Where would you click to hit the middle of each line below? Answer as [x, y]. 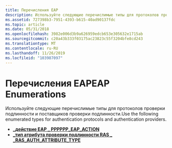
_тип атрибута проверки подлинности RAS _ [62, 135]
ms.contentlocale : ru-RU [32, 48]
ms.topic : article [25, 24]
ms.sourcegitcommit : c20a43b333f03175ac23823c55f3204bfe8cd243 [74, 39]
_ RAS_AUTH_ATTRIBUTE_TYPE [47, 140]
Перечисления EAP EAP [58, 83]
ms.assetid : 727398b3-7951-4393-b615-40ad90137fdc [60, 20]
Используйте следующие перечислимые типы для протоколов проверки [85, 108]
